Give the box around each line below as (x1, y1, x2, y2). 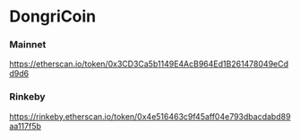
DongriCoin (9, 6, 97, 27)
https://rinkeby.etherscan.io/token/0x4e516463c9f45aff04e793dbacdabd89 (9, 110, 291, 122)
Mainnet (9, 39, 47, 51)
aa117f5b (9, 120, 42, 131)
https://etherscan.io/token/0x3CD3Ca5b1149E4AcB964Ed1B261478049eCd (9, 58, 289, 69)
